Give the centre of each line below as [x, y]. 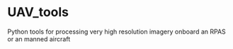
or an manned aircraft [39, 38]
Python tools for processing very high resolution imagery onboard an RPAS [117, 31]
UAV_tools [38, 12]
